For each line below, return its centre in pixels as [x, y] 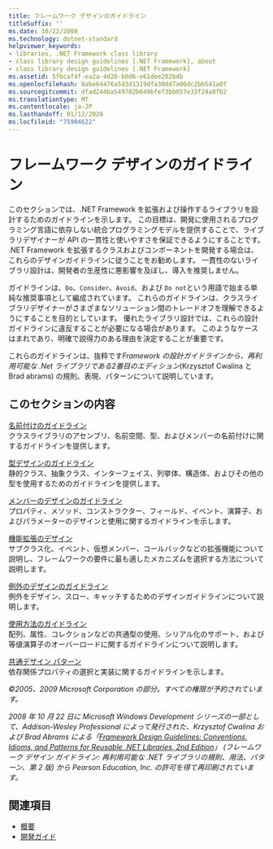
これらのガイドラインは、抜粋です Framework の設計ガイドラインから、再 [132, 356]
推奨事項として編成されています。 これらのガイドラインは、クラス [133, 297]
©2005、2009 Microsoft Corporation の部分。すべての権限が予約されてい [132, 689]
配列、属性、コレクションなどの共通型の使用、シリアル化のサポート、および [136, 634]
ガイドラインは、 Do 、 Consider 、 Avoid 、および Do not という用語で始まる [130, 287]
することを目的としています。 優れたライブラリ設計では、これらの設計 [141, 317]
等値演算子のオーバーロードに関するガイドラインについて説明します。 [126, 644]
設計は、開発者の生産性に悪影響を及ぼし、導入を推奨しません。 [136, 270]
